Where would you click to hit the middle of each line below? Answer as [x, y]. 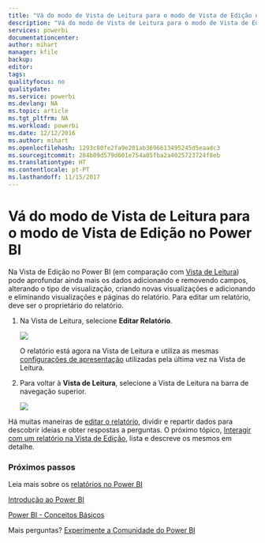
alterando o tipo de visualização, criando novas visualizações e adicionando [132, 288]
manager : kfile [33, 52]
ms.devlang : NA [33, 104]
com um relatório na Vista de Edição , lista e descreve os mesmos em [120, 438]
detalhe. [22, 447]
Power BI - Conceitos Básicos [56, 515]
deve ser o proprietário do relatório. [66, 305]
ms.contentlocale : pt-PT [49, 170]
